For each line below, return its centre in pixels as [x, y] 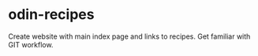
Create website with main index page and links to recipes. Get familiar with [129, 36]
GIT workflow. [31, 44]
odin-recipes [51, 15]
